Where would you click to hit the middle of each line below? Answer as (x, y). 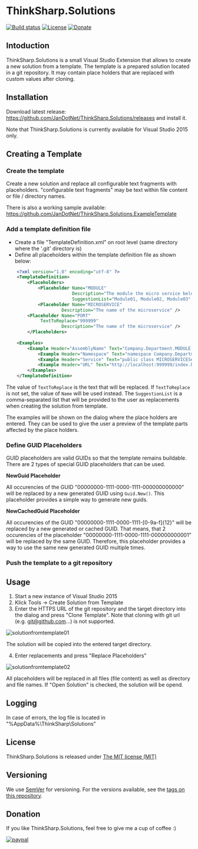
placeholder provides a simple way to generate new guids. (77, 500)
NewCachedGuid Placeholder (43, 511)
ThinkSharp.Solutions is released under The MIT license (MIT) (82, 756)
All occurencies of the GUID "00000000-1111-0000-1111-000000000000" (95, 487)
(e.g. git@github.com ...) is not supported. (65, 621)
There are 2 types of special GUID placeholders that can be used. (86, 464)
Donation (23, 814)
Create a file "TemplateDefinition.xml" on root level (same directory (96, 242)
